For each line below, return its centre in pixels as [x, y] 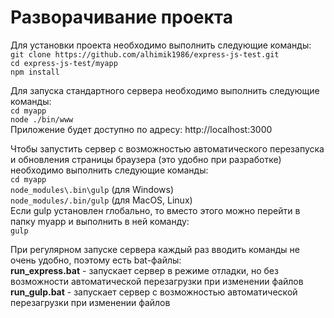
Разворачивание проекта [122, 17]
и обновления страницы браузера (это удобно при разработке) [146, 159]
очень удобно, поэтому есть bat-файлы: [96, 260]
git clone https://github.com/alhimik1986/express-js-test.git [145, 54]
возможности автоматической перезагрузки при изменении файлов [157, 281]
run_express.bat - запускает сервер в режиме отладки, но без [144, 270]
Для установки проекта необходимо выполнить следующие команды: [161, 45]
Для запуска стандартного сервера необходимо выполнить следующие [165, 90]
